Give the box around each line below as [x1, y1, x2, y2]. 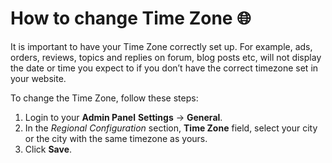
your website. [10, 72, 67, 84]
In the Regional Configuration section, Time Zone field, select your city [24, 122, 318, 134]
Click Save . [24, 143, 73, 155]
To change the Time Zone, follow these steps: [10, 92, 199, 104]
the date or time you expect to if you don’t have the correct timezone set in [10, 62, 319, 74]
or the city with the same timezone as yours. [24, 132, 208, 144]
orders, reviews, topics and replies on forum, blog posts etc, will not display [10, 51, 322, 63]
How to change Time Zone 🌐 [10, 7, 252, 30]
